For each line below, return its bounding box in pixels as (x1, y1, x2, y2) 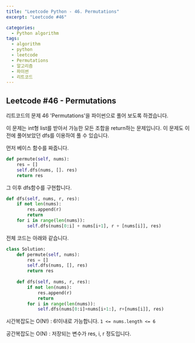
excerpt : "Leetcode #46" (6, 14, 67, 20)
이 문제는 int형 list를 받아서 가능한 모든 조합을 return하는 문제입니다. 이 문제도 (6, 125, 184, 132)
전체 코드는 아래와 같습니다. (6, 234, 69, 241)
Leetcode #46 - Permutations (6, 95, 116, 106)
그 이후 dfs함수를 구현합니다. (6, 184, 72, 191)
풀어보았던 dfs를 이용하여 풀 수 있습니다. (16, 132, 110, 139)
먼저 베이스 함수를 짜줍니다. (6, 145, 69, 152)
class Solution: (6, 246, 46, 252)
